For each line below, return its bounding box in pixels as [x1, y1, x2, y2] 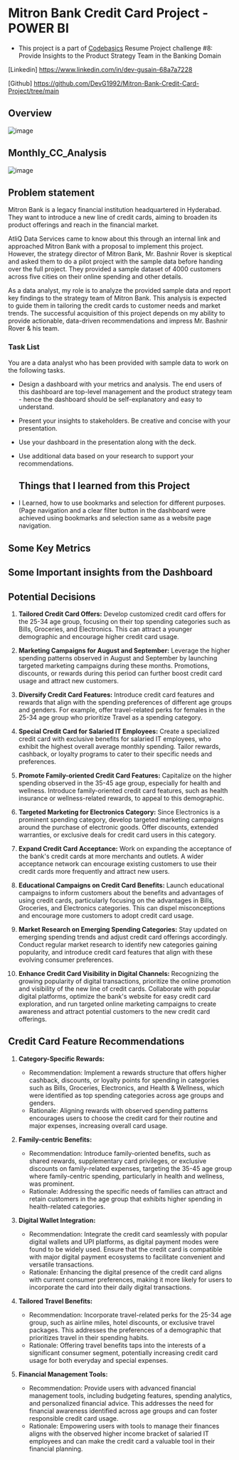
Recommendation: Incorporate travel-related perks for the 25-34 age [28, 1310, 232, 1319]
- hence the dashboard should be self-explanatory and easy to [18, 395, 203, 403]
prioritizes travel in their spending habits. [28, 1333, 149, 1341]
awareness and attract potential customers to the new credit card [18, 1007, 211, 1016]
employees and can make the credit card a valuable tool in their [28, 1436, 216, 1445]
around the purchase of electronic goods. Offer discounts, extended [18, 823, 219, 832]
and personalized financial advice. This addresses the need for [28, 1399, 214, 1407]
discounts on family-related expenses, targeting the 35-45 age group [28, 1164, 233, 1172]
